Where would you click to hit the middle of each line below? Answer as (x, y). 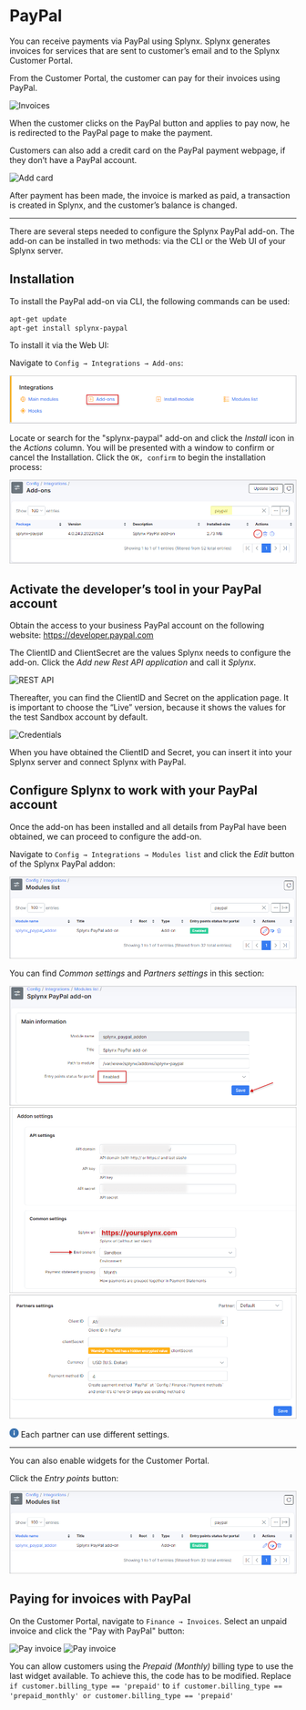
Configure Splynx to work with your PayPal (133, 790)
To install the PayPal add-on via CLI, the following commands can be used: (150, 301)
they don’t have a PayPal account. (73, 159)
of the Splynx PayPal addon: (62, 864)
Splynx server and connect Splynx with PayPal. (98, 762)
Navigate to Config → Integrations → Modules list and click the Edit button (152, 854)
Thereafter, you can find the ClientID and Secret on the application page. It (149, 697)
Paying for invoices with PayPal (100, 1599)
